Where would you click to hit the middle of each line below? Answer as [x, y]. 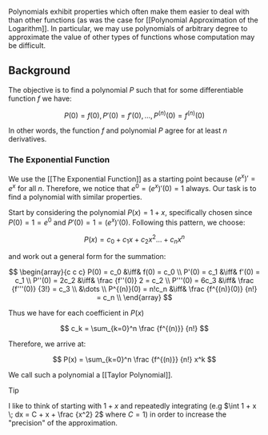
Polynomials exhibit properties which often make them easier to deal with [129, 12]
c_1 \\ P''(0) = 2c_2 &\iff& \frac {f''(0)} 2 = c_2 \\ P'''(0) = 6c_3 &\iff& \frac [134, 281]
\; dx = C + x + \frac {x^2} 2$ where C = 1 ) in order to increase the [117, 414]
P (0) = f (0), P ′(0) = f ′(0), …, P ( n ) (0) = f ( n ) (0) [134, 114]
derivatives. [28, 139]
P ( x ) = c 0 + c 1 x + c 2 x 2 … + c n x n [134, 239]
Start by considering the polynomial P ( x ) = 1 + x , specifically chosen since [130, 213]
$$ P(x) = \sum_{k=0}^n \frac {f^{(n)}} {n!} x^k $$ [134, 360]
